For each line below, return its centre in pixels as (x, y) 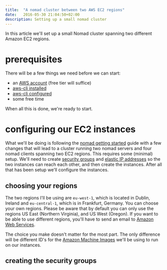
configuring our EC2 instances (70, 129)
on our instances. (23, 245)
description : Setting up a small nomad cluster (56, 19)
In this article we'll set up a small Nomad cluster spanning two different (79, 34)
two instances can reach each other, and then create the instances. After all (84, 165)
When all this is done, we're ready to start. (49, 109)
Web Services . (20, 225)
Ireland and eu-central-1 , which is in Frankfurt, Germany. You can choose (82, 203)
